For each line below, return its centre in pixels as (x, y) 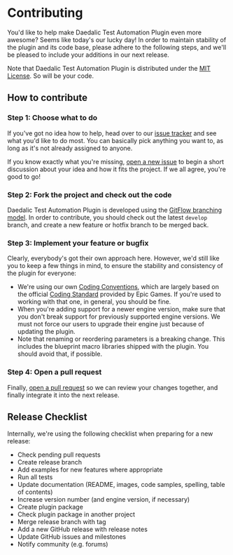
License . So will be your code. (51, 76)
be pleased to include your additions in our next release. (88, 55)
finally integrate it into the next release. (64, 395)
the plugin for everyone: (42, 273)
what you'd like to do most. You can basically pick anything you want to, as (115, 140)
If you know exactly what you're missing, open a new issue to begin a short (116, 161)
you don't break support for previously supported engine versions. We (119, 316)
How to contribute (48, 98)
